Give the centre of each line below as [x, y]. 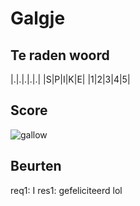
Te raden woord [60, 55]
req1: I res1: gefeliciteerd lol [66, 190]
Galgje [38, 18]
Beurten [36, 166]
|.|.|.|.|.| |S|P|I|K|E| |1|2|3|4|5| [70, 79]
